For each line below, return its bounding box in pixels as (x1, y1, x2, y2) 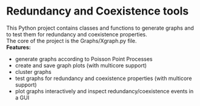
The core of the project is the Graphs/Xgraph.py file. (6, 37, 138, 44)
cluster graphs (15, 68, 52, 75)
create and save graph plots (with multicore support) (15, 62, 147, 69)
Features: (6, 44, 32, 51)
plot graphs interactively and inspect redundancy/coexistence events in (15, 87, 194, 94)
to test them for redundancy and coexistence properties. (6, 30, 147, 38)
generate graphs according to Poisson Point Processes (15, 55, 153, 62)
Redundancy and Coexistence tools (6, 4, 189, 18)
